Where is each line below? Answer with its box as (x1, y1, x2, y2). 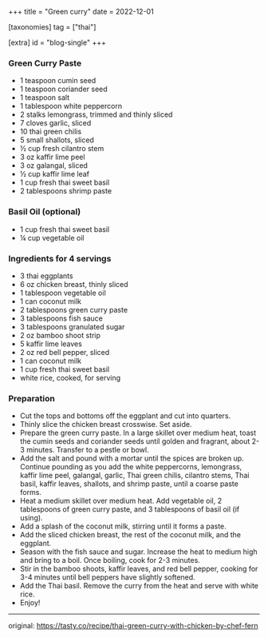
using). (19, 513, 43, 523)
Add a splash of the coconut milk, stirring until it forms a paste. (19, 521, 227, 531)
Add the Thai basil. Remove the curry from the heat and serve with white (19, 581, 259, 591)
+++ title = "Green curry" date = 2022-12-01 (8, 7, 154, 16)
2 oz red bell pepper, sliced (19, 347, 110, 357)
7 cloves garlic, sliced (19, 118, 92, 128)
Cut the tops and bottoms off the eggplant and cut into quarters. (19, 411, 231, 421)
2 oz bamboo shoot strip (19, 330, 101, 340)
